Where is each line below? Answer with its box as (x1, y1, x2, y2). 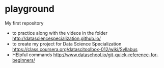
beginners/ (12, 57, 35, 63)
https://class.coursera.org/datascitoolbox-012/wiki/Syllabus (12, 46, 138, 52)
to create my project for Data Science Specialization (12, 40, 122, 47)
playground (5, 3, 54, 15)
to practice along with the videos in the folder (12, 30, 108, 36)
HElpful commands (12, 52, 52, 58)
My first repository (5, 20, 44, 26)
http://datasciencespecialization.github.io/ (12, 35, 101, 41)
